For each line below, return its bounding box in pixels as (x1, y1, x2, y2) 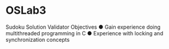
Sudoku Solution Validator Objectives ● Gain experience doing (5, 23, 161, 30)
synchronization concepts (5, 36, 70, 43)
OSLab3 (5, 4, 46, 17)
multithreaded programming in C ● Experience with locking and (5, 29, 164, 36)
